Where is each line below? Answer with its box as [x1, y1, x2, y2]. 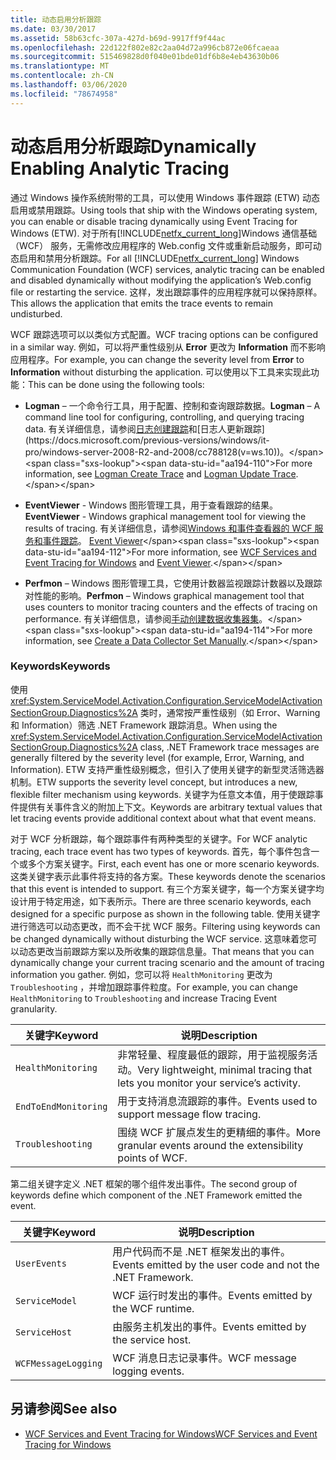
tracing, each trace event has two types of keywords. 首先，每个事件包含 [10, 845, 312, 857]
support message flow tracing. [117, 1107, 262, 1121]
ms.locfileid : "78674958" [10, 89, 118, 99]
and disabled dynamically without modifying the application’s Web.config [10, 274, 312, 286]
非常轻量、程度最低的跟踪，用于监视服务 [117, 1047, 308, 1061]
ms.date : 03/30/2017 [10, 24, 97, 34]
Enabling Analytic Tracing [10, 157, 230, 180]
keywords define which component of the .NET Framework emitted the [10, 1189, 303, 1201]
